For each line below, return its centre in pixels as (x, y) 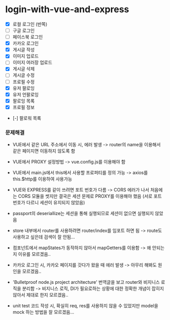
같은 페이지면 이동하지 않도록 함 (44, 151)
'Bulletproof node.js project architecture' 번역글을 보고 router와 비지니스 (86, 282)
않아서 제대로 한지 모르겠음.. (40, 295)
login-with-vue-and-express (67, 9)
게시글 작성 (24, 50)
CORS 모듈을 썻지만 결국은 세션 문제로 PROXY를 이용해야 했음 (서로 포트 (90, 196)
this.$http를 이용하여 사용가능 (42, 179)
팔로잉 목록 (24, 101)
